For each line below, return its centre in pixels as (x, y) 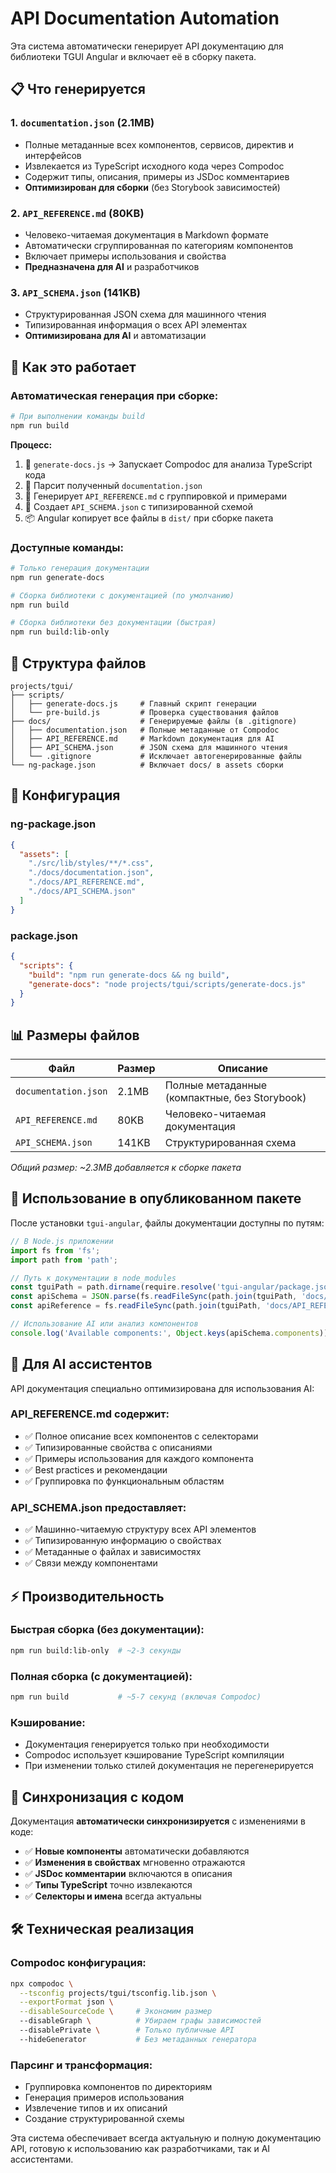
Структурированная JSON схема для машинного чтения (145, 314)
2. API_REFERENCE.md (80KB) (77, 213)
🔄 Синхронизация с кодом (97, 1797)
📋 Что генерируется (78, 89)
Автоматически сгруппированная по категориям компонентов (159, 245)
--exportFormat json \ (66, 2002)
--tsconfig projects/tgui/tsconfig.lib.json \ (118, 1993)
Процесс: (31, 444)
